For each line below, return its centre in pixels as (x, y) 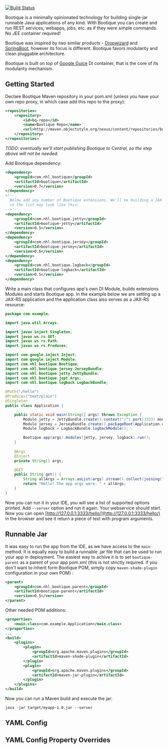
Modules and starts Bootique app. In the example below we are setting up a (83, 294)
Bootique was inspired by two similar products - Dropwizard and (71, 43)
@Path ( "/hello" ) (22, 392)
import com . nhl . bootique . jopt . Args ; (43, 378)
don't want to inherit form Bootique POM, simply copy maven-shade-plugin (81, 568)
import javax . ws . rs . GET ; (31, 337)
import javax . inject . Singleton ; (39, 332)
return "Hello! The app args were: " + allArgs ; (75, 484)
